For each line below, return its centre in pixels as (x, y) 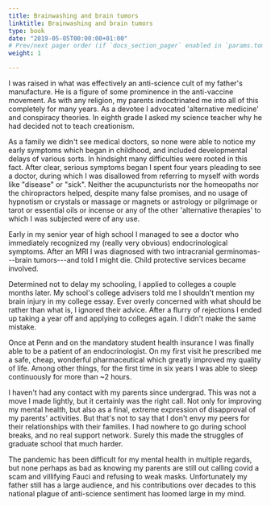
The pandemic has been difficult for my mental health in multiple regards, (130, 459)
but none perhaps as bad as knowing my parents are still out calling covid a (134, 468)
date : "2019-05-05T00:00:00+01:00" (68, 38)
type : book (27, 31)
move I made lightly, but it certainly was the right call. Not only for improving (135, 401)
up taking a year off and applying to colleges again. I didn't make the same (132, 318)
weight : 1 (25, 53)
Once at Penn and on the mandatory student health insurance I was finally (131, 342)
